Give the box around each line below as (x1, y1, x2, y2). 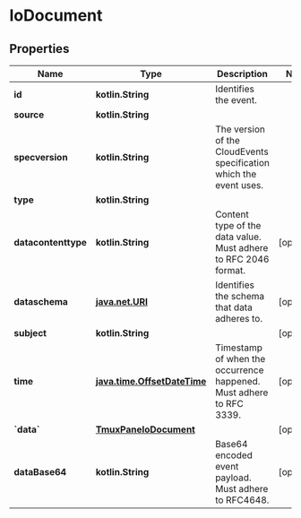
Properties (9, 41, 70, 56)
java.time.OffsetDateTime (95, 376, 207, 387)
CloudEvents (214, 145, 269, 158)
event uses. (214, 179, 264, 191)
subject (13, 327, 47, 339)
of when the (214, 353, 266, 365)
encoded (214, 449, 254, 462)
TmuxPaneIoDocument (95, 423, 195, 436)
